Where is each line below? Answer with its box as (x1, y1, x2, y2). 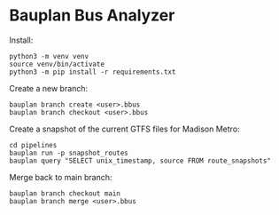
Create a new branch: (9, 83, 89, 93)
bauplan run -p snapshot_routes (9, 148, 128, 157)
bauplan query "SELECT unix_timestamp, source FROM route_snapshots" (9, 156, 272, 165)
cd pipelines (9, 140, 58, 149)
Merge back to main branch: (9, 171, 112, 182)
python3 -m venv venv (9, 52, 89, 60)
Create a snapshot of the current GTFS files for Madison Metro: (9, 123, 241, 134)
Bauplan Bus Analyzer (9, 5, 175, 26)
